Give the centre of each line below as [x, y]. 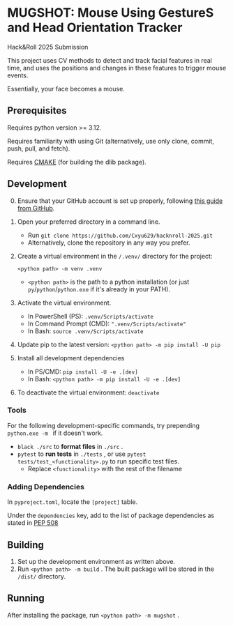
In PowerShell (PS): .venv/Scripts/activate [90, 316]
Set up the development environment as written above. [96, 561]
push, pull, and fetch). [39, 148]
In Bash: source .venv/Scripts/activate [85, 331]
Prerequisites [37, 110]
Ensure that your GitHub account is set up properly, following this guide [120, 201]
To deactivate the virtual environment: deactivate [88, 392]
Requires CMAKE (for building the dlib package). [77, 162]
